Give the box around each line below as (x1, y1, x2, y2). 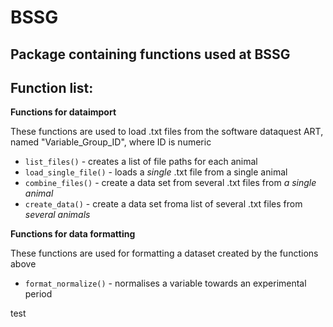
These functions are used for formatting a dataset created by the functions (10, 247, 319, 260)
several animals (24, 209, 91, 221)
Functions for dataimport (10, 106, 117, 118)
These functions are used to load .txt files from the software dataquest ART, (10, 126, 324, 138)
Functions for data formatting (10, 228, 136, 240)
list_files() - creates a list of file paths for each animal (24, 156, 258, 168)
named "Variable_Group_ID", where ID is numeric (10, 136, 212, 148)
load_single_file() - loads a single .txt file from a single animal (24, 166, 288, 178)
